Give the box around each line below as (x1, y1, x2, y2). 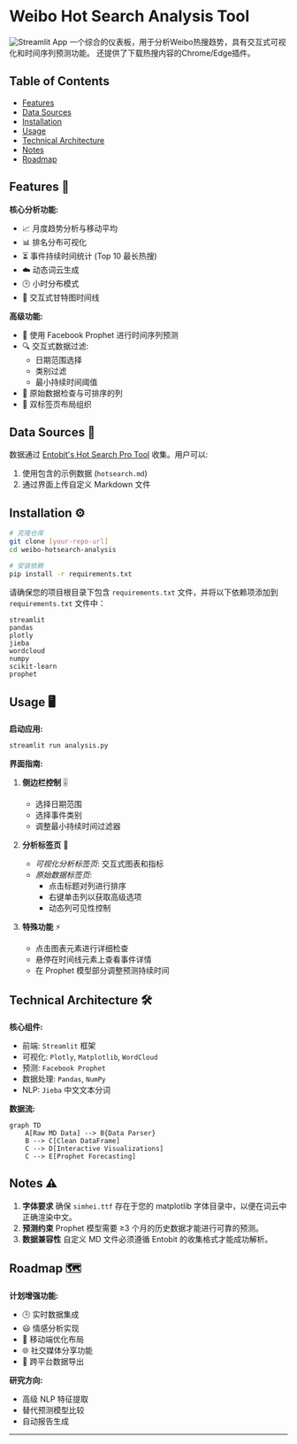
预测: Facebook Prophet (21, 1063, 106, 1073)
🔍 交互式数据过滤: (21, 341, 89, 351)
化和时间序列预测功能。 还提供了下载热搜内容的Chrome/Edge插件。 (9, 47, 256, 58)
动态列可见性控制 (48, 902, 111, 913)
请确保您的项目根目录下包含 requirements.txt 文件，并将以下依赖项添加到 (9, 587, 278, 597)
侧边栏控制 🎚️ (21, 777, 68, 788)
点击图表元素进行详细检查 (34, 943, 129, 954)
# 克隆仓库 (9, 529, 44, 538)
